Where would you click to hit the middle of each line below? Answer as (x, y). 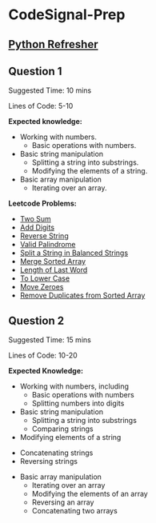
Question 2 (36, 320)
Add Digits (37, 228)
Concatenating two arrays (74, 511)
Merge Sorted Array (53, 261)
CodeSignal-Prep (67, 15)
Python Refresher (53, 44)
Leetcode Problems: (43, 204)
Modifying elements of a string (70, 437)
